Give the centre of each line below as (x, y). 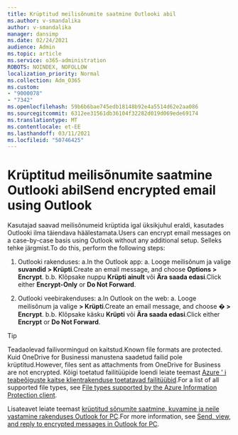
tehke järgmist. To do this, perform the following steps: (86, 248)
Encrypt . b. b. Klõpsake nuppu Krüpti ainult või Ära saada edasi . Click (119, 277)
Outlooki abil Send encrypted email (112, 190)
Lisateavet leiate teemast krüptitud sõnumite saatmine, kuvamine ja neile (114, 409)
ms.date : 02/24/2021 (38, 41)
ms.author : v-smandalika (44, 21)
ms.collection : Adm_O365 (44, 80)
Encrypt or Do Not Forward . (59, 322)
